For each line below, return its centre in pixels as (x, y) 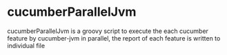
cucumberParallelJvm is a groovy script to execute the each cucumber (108, 31)
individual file (26, 45)
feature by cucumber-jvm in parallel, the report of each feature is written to (114, 38)
